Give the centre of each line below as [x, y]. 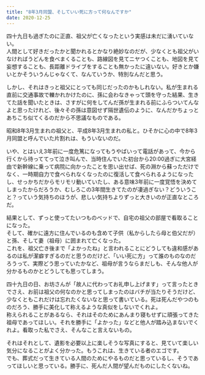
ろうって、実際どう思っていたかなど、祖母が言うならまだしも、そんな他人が [102, 263]
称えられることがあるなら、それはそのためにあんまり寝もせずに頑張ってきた [102, 315]
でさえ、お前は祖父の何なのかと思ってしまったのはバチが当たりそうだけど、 [102, 291]
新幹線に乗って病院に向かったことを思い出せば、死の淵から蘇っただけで [108, 166]
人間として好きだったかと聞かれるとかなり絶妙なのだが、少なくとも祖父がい [103, 51]
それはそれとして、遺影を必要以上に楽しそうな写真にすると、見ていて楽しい [102, 343]
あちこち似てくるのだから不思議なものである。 [65, 117]
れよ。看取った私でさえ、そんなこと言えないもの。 [71, 330]
